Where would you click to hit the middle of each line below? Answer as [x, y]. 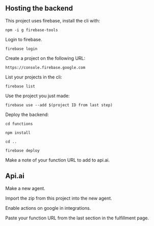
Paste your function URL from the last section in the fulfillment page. [77, 218]
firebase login [21, 49]
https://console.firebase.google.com [45, 67]
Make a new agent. [25, 188]
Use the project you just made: [37, 96]
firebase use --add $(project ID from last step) [59, 105]
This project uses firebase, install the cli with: [53, 20]
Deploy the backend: [27, 115]
